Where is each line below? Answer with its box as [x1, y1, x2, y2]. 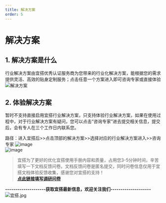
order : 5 [5, 12, 23, 17]
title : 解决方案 [5, 7, 36, 12]
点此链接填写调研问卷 [17, 176, 61, 182]
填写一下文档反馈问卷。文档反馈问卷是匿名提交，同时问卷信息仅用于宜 [17, 163, 161, 169]
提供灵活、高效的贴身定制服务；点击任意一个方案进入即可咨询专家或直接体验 [5, 76, 161, 82]
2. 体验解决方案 [5, 98, 52, 106]
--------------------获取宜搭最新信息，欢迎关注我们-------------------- [5, 186, 151, 192]
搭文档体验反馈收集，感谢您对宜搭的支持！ [17, 169, 104, 176]
